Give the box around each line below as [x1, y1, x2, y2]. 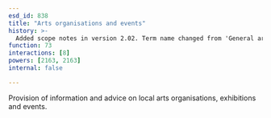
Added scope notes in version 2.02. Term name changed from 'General [15, 34, 254, 43]
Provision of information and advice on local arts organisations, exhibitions [8, 93, 256, 103]
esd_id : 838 [8, 11, 48, 20]
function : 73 [8, 42, 52, 50]
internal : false [8, 64, 63, 72]
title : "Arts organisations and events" [8, 19, 147, 27]
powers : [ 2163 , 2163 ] [8, 57, 81, 65]
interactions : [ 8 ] [8, 49, 70, 57]
